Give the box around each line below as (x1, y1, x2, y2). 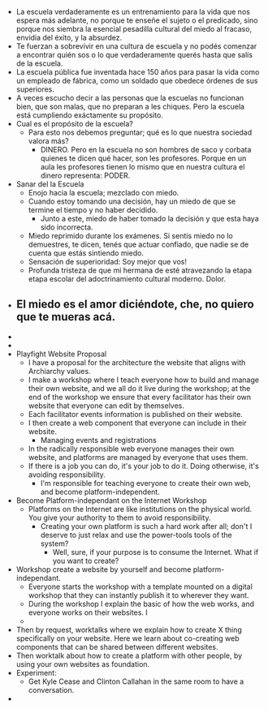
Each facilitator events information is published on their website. (28, 409, 244, 419)
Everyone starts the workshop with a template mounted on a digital (28, 582, 253, 591)
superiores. (15, 84, 55, 94)
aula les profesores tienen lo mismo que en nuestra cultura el (40, 162, 245, 171)
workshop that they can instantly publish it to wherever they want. (28, 590, 249, 599)
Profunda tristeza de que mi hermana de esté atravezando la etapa (28, 265, 252, 275)
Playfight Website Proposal (15, 349, 107, 359)
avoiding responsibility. (28, 470, 106, 479)
